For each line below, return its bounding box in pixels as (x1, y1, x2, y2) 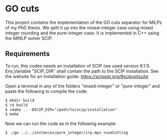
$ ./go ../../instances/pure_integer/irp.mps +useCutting (5, 130, 128, 136)
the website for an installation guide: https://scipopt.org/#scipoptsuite (5, 73, 149, 79)
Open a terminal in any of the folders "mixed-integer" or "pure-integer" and (5, 83, 160, 89)
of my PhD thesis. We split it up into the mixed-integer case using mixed (5, 24, 153, 30)
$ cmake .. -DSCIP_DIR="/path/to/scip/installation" (5, 107, 117, 112)
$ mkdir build (5, 98, 35, 103)
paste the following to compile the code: (5, 88, 88, 94)
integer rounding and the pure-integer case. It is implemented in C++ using (5, 30, 160, 36)
